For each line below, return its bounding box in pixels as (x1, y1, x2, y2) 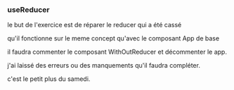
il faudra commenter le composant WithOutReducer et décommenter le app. (7, 47, 227, 57)
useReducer (7, 5, 50, 15)
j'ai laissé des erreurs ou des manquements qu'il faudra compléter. (7, 61, 200, 70)
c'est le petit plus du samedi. (7, 75, 91, 83)
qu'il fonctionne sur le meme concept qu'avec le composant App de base (7, 34, 220, 43)
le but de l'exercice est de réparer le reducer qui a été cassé (7, 21, 182, 29)
